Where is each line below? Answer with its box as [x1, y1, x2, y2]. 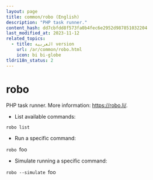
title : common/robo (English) [6, 14, 80, 20]
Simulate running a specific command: [14, 157, 107, 164]
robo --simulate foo [6, 169, 57, 176]
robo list [6, 124, 30, 130]
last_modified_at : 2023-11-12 [6, 30, 80, 36]
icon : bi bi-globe [16, 52, 61, 58]
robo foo [6, 146, 27, 153]
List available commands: [14, 113, 76, 120]
